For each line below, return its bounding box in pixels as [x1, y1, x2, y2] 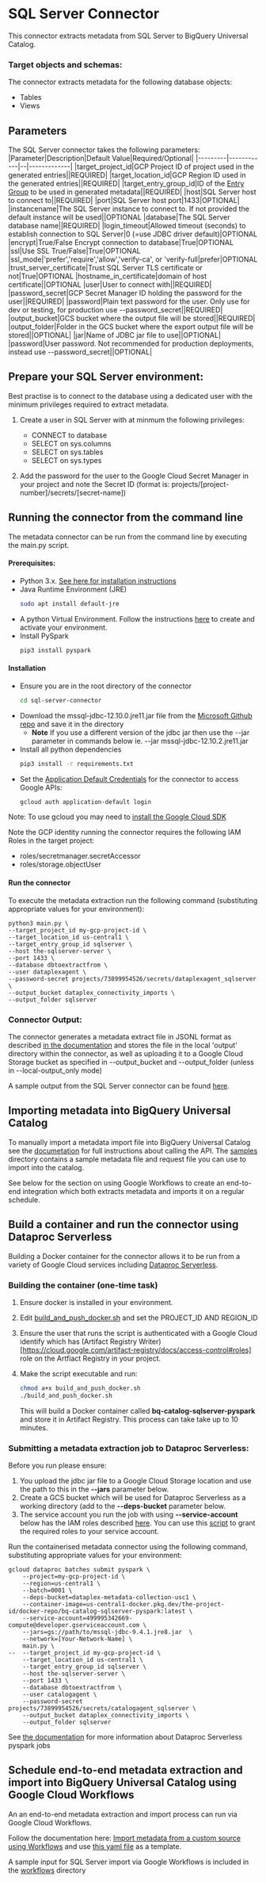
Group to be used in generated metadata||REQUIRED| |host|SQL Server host [8, 187, 256, 197]
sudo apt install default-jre [19, 599, 120, 607]
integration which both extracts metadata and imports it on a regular [22, 1186, 245, 1196]
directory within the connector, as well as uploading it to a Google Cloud [8, 1048, 244, 1058]
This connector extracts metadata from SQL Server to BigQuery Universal [8, 31, 249, 40]
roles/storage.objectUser [19, 859, 101, 869]
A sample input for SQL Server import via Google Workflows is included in [8, 1857, 249, 1866]
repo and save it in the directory [19, 719, 124, 729]
